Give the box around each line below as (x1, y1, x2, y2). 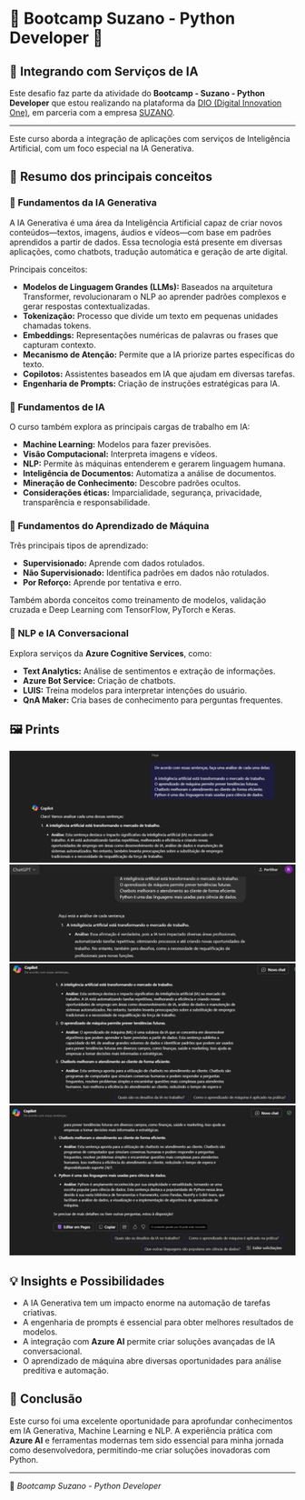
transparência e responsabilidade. (22, 496, 151, 507)
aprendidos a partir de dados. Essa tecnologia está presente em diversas (9, 236, 283, 247)
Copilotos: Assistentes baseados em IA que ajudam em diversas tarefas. (22, 368, 295, 379)
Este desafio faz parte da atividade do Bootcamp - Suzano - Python (9, 88, 265, 98)
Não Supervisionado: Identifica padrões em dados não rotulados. (22, 567, 270, 578)
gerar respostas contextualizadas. (22, 300, 151, 312)
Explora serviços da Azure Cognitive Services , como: (9, 647, 212, 658)
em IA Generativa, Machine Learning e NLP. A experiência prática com (9, 1425, 273, 1435)
